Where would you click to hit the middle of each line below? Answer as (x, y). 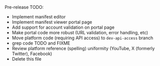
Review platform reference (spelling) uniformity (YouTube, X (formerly (83, 48)
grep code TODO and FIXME (41, 43)
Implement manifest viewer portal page (52, 22)
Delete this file (27, 59)
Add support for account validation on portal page (63, 27)
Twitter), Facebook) (32, 54)
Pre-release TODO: (24, 7)
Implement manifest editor (39, 17)
